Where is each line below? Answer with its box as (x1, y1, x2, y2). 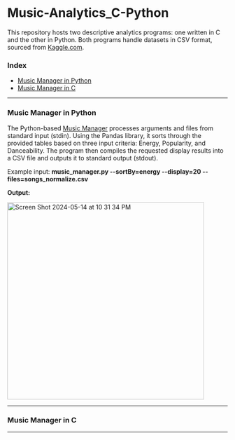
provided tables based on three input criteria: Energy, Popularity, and (7, 139, 206, 147)
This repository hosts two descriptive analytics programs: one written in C (7, 28, 220, 36)
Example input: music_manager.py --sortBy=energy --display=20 (7, 167, 201, 176)
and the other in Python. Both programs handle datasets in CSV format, (7, 35, 213, 43)
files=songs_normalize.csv (7, 174, 89, 183)
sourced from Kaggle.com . (7, 43, 85, 51)
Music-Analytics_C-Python (7, 5, 169, 21)
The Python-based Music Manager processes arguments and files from (7, 124, 213, 132)
